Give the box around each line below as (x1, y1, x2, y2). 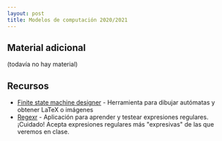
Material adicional (7, 42, 86, 54)
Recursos (7, 80, 50, 91)
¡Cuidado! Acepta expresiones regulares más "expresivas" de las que (17, 120, 214, 129)
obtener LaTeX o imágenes (17, 106, 94, 114)
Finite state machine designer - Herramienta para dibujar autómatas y (17, 98, 215, 107)
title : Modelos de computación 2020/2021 (7, 17, 128, 23)
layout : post (7, 10, 45, 17)
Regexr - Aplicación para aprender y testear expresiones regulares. (17, 113, 209, 121)
